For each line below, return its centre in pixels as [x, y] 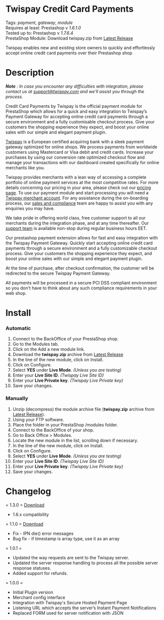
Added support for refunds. [40, 573]
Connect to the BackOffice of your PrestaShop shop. [65, 339]
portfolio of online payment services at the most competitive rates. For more [82, 182]
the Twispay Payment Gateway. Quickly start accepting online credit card [79, 243]
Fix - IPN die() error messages [43, 533]
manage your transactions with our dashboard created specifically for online [82, 162]
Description [30, 73]
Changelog [28, 491]
